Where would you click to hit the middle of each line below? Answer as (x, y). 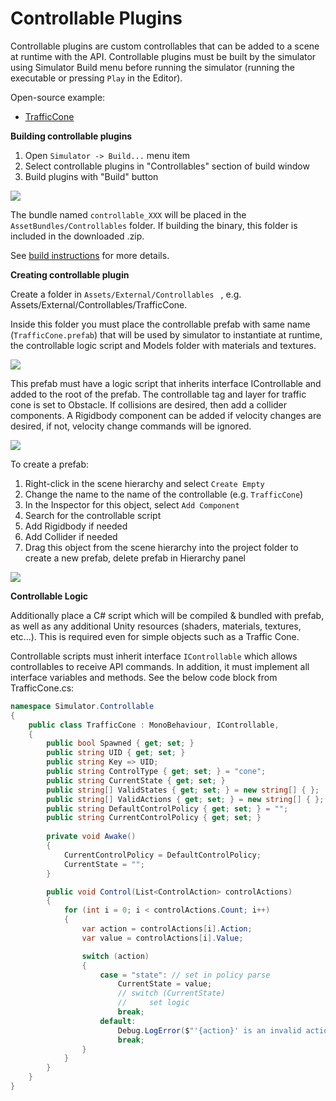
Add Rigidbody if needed (76, 526)
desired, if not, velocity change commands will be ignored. (131, 426)
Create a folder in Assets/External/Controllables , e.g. (126, 294)
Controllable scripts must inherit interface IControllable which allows (154, 656)
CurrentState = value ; (165, 984)
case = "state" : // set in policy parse (185, 975)
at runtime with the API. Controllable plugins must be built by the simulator (163, 56)
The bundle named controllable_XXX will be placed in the (128, 214)
